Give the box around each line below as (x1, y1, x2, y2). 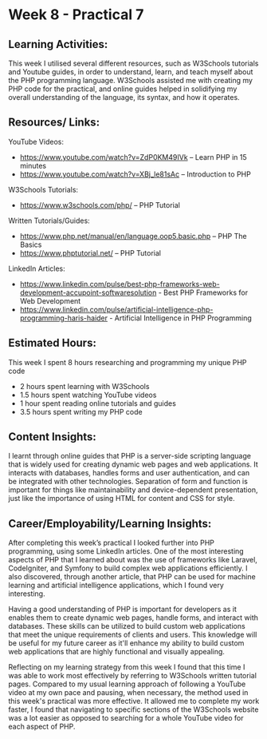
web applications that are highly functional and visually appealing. (8, 647, 226, 657)
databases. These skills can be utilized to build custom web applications (8, 622, 245, 631)
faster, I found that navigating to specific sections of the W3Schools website (8, 705, 259, 714)
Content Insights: (8, 430, 97, 444)
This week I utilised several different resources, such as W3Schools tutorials (8, 58, 259, 68)
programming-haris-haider (19, 313, 108, 323)
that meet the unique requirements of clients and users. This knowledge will (8, 630, 257, 640)
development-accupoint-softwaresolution (19, 288, 157, 297)
